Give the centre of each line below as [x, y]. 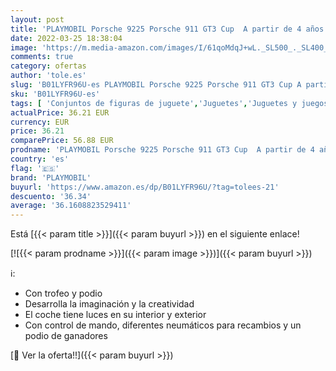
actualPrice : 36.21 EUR [60, 112]
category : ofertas [48, 66]
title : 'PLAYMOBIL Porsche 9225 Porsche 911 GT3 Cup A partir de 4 [156, 29]
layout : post [37, 19]
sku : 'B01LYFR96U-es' [55, 94]
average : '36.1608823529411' [71, 206]
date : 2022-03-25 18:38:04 [66, 38]
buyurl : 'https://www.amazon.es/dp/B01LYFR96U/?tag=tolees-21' [145, 187]
